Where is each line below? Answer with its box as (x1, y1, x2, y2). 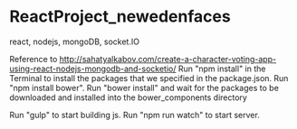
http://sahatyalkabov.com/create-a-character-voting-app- (59, 53, 277, 64)
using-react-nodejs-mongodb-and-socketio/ (9, 63, 177, 74)
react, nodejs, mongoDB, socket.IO (9, 36, 140, 47)
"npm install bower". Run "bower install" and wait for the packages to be (9, 82, 279, 93)
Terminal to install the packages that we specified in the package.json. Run (9, 72, 289, 83)
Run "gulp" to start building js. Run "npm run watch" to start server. (9, 109, 260, 120)
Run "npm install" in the (177, 63, 266, 74)
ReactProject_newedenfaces (9, 6, 231, 27)
